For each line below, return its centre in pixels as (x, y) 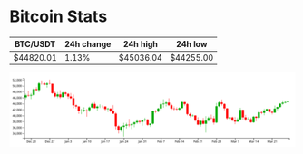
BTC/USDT (35, 44)
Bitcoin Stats (59, 17)
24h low (191, 44)
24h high (141, 44)
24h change (88, 44)
